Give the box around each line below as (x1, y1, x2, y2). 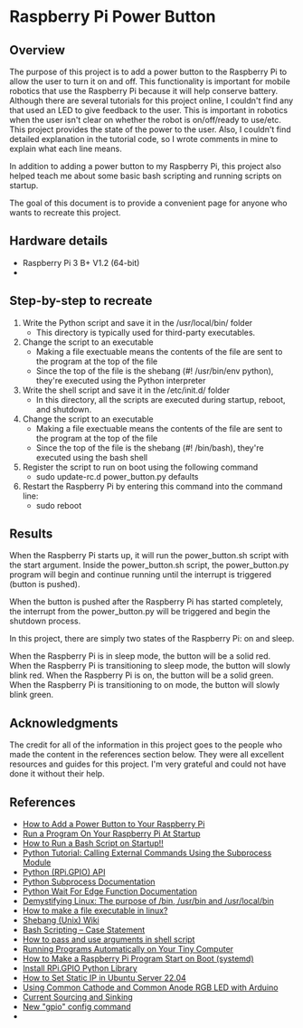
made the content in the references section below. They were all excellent (9, 749, 285, 760)
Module (22, 857, 52, 868)
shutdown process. (9, 615, 81, 626)
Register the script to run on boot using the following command (22, 462, 259, 472)
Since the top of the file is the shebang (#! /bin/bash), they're (35, 442, 264, 453)
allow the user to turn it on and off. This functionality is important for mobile (9, 76, 291, 87)
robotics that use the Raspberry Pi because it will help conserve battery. (9, 86, 279, 96)
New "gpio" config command (22, 1002, 131, 1013)
